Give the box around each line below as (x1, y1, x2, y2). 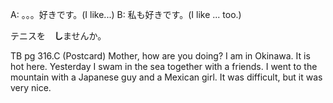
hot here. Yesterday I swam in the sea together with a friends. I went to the (10, 61, 318, 72)
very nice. (10, 82, 52, 93)
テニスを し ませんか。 (10, 30, 107, 42)
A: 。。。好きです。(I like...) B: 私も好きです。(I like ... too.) (10, 9, 242, 20)
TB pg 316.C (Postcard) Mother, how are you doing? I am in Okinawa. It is (10, 50, 311, 62)
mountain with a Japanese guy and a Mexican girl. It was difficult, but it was (10, 71, 323, 83)
